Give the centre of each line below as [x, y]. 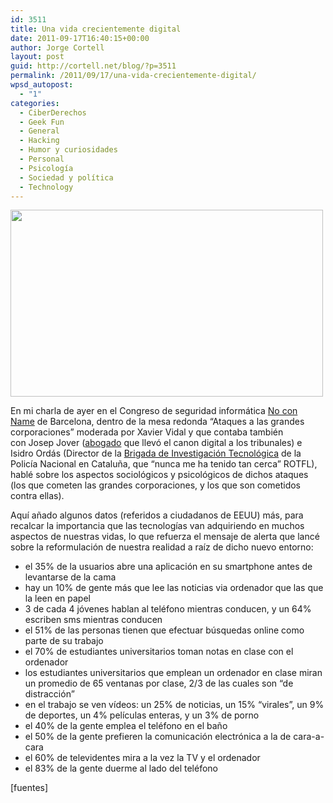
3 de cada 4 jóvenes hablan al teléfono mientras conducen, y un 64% [168, 609]
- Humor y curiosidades [68, 150]
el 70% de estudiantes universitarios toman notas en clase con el [159, 652]
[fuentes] [29, 788]
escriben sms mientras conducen [93, 620]
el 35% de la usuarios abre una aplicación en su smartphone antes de [168, 567]
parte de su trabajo [64, 641]
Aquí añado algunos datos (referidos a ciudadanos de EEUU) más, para [157, 515]
